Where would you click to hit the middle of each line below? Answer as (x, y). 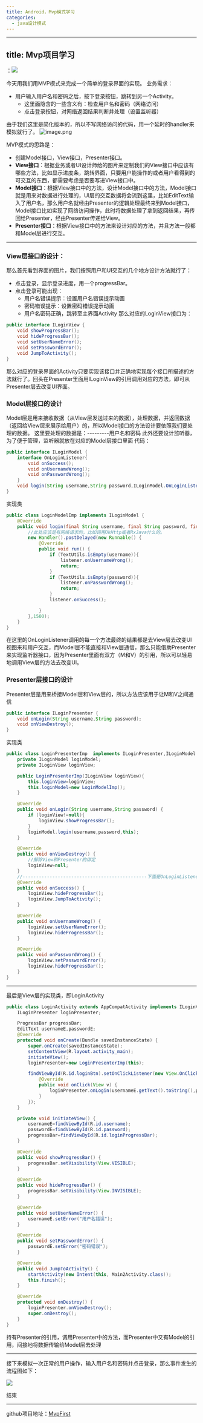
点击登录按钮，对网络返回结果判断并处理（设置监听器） (93, 111)
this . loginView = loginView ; (62, 782)
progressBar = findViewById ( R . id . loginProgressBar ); (93, 1135)
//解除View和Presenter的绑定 (62, 860)
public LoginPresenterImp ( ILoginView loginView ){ (81, 776)
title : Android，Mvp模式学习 (41, 12)
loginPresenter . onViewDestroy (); (70, 1308)
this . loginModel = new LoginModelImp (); (77, 787)
